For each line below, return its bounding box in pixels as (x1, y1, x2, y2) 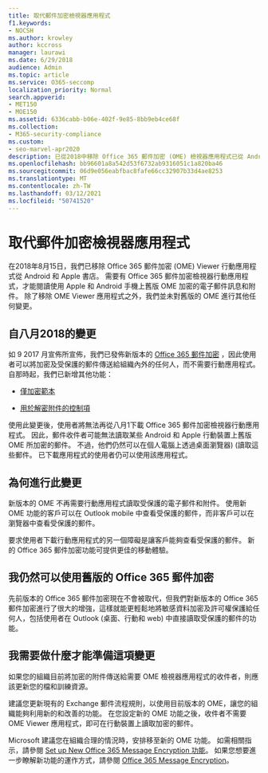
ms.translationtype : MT (8, 175, 88, 183)
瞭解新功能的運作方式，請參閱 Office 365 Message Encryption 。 (22, 755, 234, 765)
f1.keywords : (8, 19, 52, 27)
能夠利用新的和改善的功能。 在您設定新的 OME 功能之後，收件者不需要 (14, 708, 247, 718)
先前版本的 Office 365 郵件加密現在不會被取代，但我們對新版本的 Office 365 (8, 593, 259, 602)
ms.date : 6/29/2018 (8, 57, 73, 65)
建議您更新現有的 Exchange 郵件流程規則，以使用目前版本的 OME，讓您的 (8, 698, 251, 708)
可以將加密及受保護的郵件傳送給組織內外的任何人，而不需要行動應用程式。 (14, 359, 260, 369)
